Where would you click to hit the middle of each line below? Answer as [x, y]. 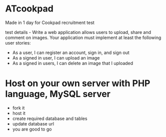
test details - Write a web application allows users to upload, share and [78, 32]
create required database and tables [50, 118]
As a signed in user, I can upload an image [56, 57]
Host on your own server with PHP [78, 83]
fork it [18, 107]
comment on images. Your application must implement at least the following [83, 37]
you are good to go [32, 129]
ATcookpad [29, 9]
